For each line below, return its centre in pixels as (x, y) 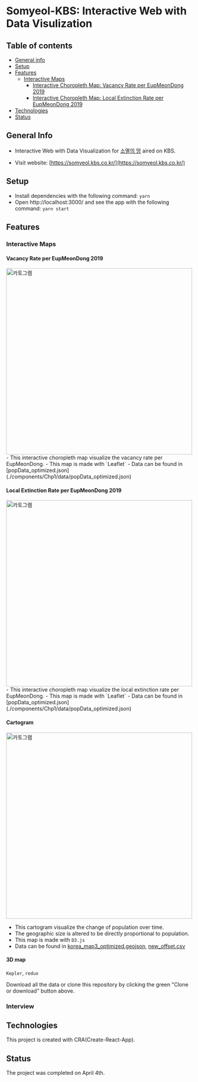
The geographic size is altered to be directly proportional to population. (102, 933)
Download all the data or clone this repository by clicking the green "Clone (97, 984)
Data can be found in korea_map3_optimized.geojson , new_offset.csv (100, 946)
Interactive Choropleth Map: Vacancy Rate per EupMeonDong (108, 85)
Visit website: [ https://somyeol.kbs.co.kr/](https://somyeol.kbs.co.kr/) (100, 163)
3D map (16, 960)
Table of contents (39, 46)
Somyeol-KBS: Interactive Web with (97, 11)
